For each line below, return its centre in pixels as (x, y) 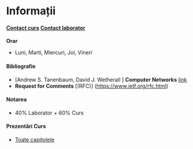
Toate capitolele (35, 139)
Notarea (16, 100)
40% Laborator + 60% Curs (49, 113)
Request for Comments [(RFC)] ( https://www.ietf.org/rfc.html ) (91, 86)
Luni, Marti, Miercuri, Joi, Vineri (53, 52)
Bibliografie (21, 66)
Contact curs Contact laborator (46, 27)
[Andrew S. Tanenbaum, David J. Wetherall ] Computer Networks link (101, 79)
